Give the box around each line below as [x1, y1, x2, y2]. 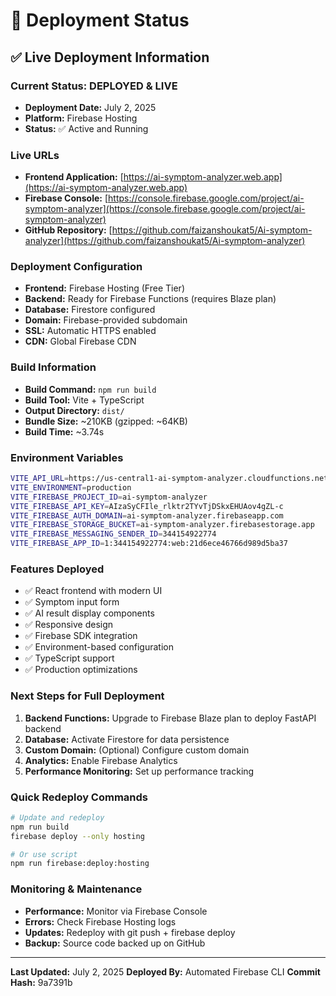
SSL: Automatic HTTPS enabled [24, 325, 157, 337]
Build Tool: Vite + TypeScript [24, 394, 145, 406]
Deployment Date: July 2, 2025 [24, 101, 157, 113]
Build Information [10, 360, 97, 374]
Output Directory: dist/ [24, 404, 125, 416]
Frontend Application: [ [24, 171, 124, 183]
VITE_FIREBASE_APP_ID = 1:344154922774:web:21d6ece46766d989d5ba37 [10, 539, 288, 549]
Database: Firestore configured [24, 304, 156, 316]
